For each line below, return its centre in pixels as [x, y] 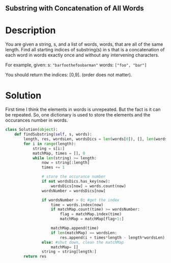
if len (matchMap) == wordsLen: [84, 233]
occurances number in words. [37, 120]
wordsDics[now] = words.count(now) [88, 186]
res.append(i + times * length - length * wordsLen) [112, 238]
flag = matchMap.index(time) [91, 214]
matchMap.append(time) [75, 228]
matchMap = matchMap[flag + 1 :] [92, 219]
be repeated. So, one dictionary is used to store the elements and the [78, 115]
